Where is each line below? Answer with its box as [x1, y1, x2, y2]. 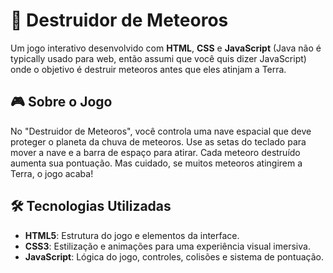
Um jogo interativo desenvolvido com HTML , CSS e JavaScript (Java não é [10, 42, 322, 54]
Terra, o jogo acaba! [10, 167, 94, 179]
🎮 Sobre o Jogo [10, 94, 113, 111]
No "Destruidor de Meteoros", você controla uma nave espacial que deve [10, 125, 312, 137]
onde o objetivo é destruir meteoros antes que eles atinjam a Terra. [10, 63, 287, 75]
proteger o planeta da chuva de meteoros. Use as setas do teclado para [10, 135, 307, 148]
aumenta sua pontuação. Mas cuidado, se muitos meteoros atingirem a [10, 157, 303, 169]
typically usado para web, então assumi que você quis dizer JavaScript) [10, 52, 307, 64]
